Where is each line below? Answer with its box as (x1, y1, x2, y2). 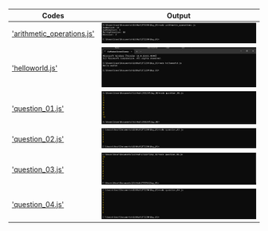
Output (167, 10, 191, 20)
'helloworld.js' (11, 63, 58, 73)
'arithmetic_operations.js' (11, 29, 95, 38)
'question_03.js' (11, 165, 65, 174)
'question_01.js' (11, 103, 65, 113)
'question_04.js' (11, 200, 65, 209)
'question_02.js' (11, 134, 65, 144)
